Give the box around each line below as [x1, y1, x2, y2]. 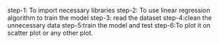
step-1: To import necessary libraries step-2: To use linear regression [7, 6, 210, 14]
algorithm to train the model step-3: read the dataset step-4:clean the [7, 13, 212, 22]
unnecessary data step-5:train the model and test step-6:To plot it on [7, 21, 210, 29]
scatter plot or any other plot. [7, 28, 93, 37]
